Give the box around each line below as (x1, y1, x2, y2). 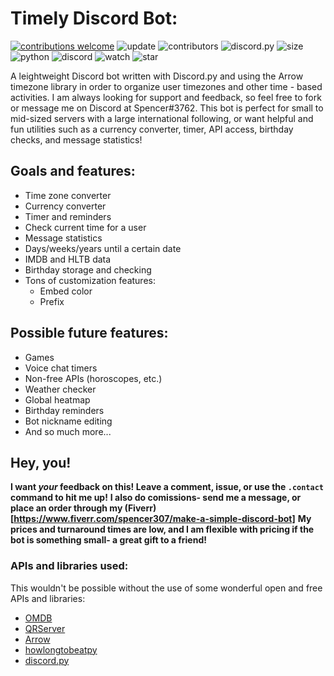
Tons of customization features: (24, 274, 156, 286)
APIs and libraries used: (10, 559, 129, 573)
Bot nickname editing (24, 415, 113, 427)
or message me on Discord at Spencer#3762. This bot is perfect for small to (10, 102, 324, 114)
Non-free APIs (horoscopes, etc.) (24, 372, 163, 384)
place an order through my (10, 502, 123, 514)
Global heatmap (24, 393, 91, 406)
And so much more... (24, 425, 112, 437)
